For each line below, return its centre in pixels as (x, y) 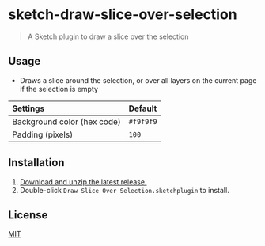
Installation (36, 163)
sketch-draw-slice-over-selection (123, 15)
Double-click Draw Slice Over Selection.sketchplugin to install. (124, 190)
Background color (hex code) (66, 122)
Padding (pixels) (43, 134)
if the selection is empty (59, 89)
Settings (28, 108)
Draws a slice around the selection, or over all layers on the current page (138, 80)
